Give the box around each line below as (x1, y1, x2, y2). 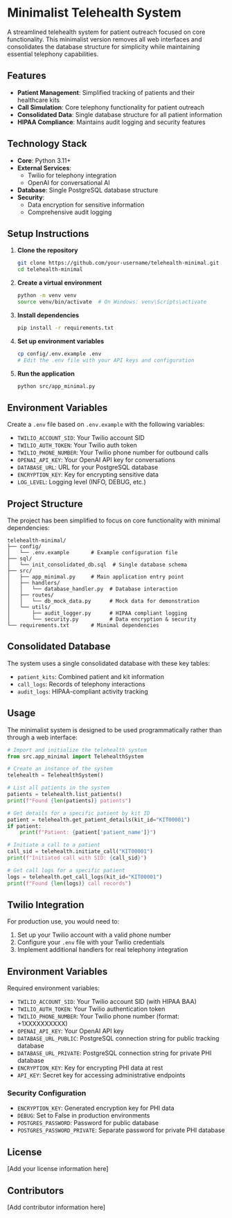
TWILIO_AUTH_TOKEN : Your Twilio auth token (17, 441, 137, 450)
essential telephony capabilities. (7, 50, 99, 58)
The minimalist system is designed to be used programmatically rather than (7, 725, 222, 734)
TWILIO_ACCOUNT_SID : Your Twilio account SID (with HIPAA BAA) (17, 998, 197, 1006)
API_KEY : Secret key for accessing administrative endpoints (17, 1071, 186, 1079)
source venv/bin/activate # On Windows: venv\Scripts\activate (17, 299, 207, 306)
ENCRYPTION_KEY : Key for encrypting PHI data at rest (17, 1063, 163, 1072)
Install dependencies (17, 310, 80, 319)
